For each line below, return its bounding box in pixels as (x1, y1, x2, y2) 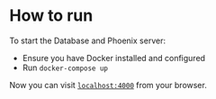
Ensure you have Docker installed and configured (22, 52, 205, 63)
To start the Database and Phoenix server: (9, 35, 166, 46)
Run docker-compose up (22, 62, 108, 73)
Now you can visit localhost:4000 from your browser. (9, 79, 207, 90)
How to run (9, 5, 94, 26)
